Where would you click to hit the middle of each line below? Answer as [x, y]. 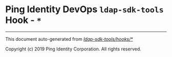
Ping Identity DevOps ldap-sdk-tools [84, 9]
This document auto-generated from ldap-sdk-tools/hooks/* [69, 39]
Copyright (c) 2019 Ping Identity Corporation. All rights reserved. [73, 49]
